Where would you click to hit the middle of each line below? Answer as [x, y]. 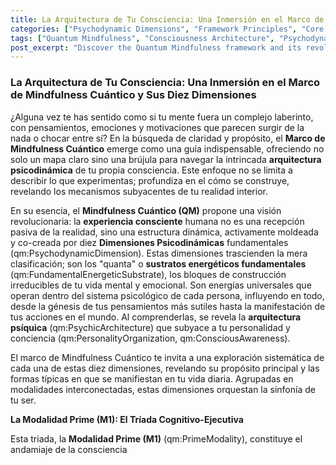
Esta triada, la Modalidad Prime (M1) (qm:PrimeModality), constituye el [156, 438]
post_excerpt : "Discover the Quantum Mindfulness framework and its [156, 47]
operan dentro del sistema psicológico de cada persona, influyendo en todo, [167, 295]
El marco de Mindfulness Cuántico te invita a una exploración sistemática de [167, 357]
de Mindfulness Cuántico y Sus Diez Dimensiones [133, 95]
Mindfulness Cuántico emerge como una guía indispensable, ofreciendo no [167, 148]
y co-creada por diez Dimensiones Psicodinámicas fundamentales [149, 242]
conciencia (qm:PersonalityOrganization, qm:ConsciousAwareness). [150, 338]
